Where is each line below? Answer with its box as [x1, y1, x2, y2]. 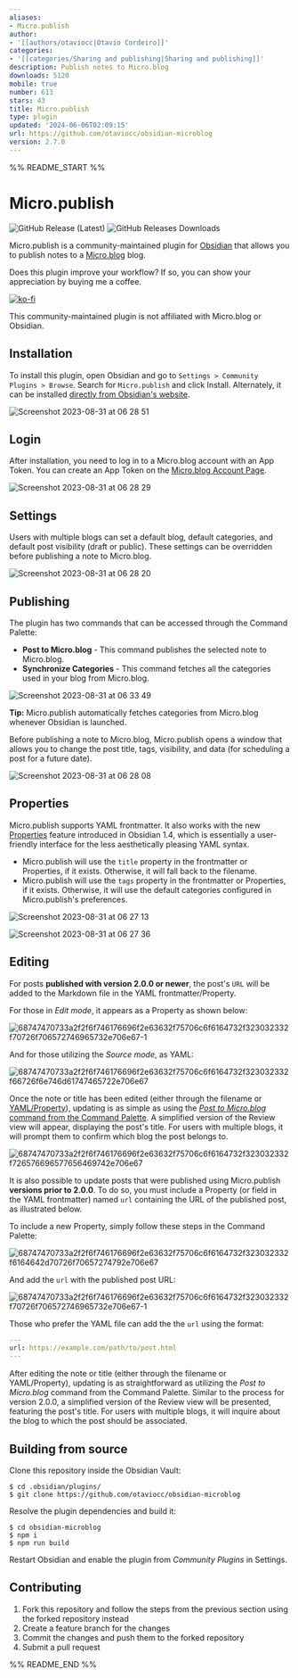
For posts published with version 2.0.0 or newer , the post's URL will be [9, 978, 270, 988]
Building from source [9, 1442, 128, 1457]
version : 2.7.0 [9, 137, 66, 146]
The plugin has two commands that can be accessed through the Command [9, 617, 288, 628]
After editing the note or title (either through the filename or [9, 1368, 227, 1379]
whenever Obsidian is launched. [9, 716, 127, 727]
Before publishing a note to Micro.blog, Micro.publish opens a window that [9, 733, 283, 745]
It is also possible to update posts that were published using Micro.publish [9, 1175, 281, 1186]
